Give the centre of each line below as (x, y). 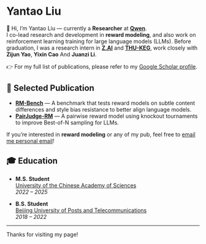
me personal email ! (30, 141)
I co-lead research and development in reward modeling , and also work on (101, 34)
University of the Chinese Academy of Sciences (76, 185)
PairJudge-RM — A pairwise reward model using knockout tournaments (106, 116)
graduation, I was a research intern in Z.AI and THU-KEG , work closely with (102, 48)
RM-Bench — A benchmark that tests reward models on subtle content (105, 103)
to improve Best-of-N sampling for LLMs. (67, 122)
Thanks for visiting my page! (42, 234)
